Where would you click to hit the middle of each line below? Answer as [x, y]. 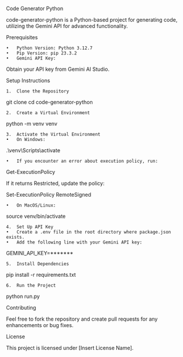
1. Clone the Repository [37, 91]
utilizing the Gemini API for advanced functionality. [67, 26]
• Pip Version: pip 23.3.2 [42, 53]
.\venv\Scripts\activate [33, 150]
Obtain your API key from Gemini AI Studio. [58, 69]
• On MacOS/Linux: [31, 205]
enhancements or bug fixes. [40, 325]
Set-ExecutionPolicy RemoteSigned [49, 195]
